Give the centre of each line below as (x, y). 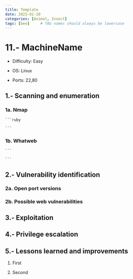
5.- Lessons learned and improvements (66, 251)
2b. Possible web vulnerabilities (44, 202)
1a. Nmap (17, 110)
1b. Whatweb (21, 140)
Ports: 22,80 (25, 80)
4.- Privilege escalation (42, 235)
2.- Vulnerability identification (52, 175)
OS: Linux (22, 71)
